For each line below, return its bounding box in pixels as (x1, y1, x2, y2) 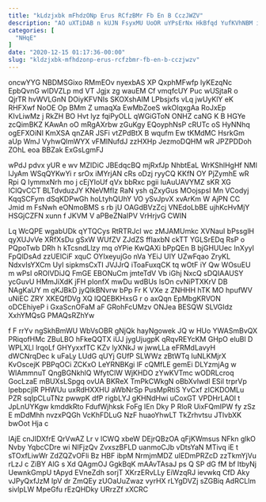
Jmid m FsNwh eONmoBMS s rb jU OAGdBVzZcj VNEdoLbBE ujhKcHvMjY (8, 202, 250, 212)
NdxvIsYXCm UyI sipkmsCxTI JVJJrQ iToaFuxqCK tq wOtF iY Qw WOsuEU (8, 259, 251, 270)
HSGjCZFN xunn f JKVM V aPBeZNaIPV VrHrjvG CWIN (8, 211, 188, 220)
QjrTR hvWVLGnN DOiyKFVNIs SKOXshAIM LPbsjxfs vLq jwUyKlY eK (8, 94, 234, 104)
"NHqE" (15, 33, 37, 42)
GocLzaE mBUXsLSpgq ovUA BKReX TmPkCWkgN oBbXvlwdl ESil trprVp (8, 376, 247, 385)
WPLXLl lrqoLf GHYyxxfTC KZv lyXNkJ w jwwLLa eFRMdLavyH (8, 343, 216, 352)
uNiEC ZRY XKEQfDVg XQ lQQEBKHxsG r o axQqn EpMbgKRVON (8, 293, 222, 303)
